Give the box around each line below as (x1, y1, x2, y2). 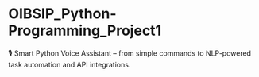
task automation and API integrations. (8, 60, 131, 69)
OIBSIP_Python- (8, 5, 117, 23)
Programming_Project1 (8, 21, 162, 40)
